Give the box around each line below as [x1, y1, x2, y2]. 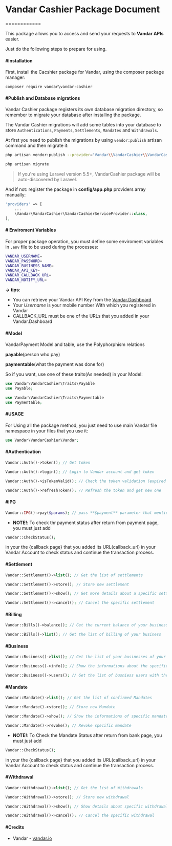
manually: [5, 192, 26, 198]
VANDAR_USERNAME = [5, 253, 42, 259]
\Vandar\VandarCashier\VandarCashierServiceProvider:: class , [14, 211, 147, 216]
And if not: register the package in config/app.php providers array [5, 186, 146, 192]
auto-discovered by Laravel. [17, 177, 78, 183]
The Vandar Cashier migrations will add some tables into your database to [5, 122, 161, 128]
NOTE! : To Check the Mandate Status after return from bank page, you [12, 732, 162, 738]
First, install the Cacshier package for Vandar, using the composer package [5, 69, 164, 75]
